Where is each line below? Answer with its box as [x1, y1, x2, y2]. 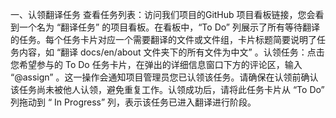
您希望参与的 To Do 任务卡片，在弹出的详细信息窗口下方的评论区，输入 [10, 59, 303, 70]
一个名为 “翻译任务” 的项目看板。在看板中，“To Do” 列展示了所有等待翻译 [18, 21, 320, 33]
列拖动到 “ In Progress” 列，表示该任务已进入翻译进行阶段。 [10, 96, 257, 108]
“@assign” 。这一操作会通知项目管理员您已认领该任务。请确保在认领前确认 [10, 71, 319, 83]
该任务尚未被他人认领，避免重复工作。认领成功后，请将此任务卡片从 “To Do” [10, 84, 325, 95]
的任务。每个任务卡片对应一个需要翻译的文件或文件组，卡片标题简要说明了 [10, 34, 317, 45]
